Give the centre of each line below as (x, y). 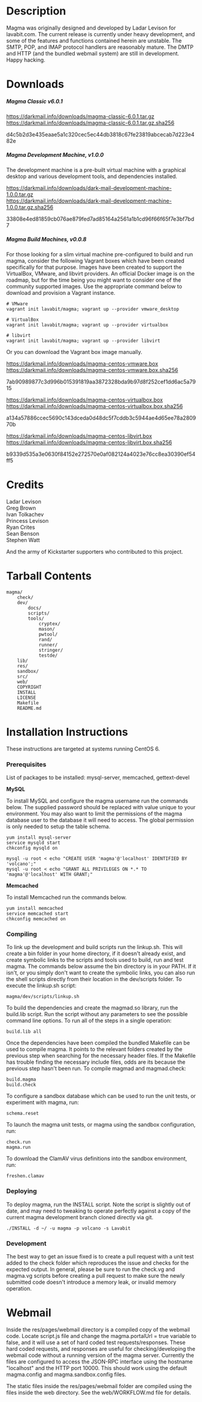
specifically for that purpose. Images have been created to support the (94, 267)
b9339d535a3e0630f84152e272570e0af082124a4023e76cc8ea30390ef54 (101, 454)
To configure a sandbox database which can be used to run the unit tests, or (101, 1096)
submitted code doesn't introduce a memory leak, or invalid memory (91, 1282)
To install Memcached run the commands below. (66, 897)
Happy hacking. (26, 60)
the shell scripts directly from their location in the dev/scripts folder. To (94, 979)
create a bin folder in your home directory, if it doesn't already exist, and (96, 953)
